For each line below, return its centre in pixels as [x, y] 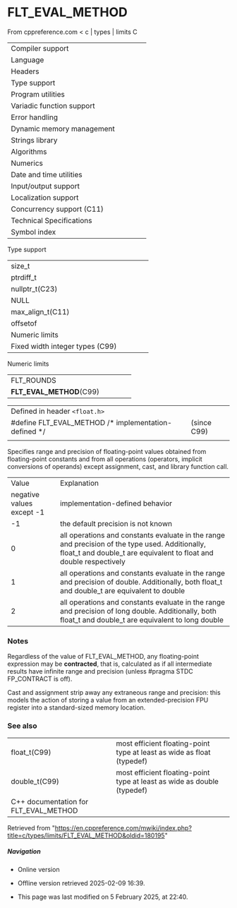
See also [22, 726]
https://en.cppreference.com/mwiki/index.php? [123, 828]
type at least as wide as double [167, 781]
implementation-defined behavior [116, 503]
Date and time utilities [47, 174]
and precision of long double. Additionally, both [138, 611]
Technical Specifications [51, 220]
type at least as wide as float [163, 752]
